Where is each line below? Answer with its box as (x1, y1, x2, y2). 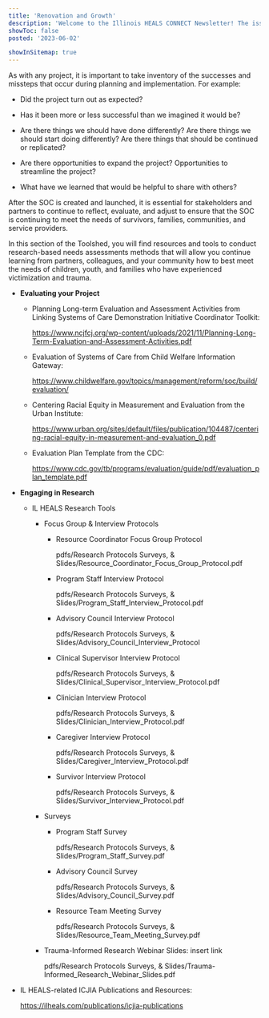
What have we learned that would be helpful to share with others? (19, 182, 238, 192)
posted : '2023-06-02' (8, 34, 81, 42)
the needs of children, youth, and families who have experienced (8, 265, 223, 274)
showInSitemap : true (8, 49, 78, 57)
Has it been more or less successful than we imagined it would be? (19, 110, 241, 120)
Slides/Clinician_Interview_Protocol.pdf (55, 717, 186, 726)
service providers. (8, 224, 68, 233)
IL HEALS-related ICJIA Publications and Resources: (19, 985, 192, 995)
